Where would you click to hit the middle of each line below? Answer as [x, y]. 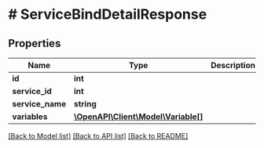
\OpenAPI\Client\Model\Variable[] [138, 117]
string [85, 104]
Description [233, 65]
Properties [35, 43]
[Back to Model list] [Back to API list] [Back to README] [98, 136]
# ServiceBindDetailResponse [108, 14]
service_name [39, 104]
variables [30, 117]
